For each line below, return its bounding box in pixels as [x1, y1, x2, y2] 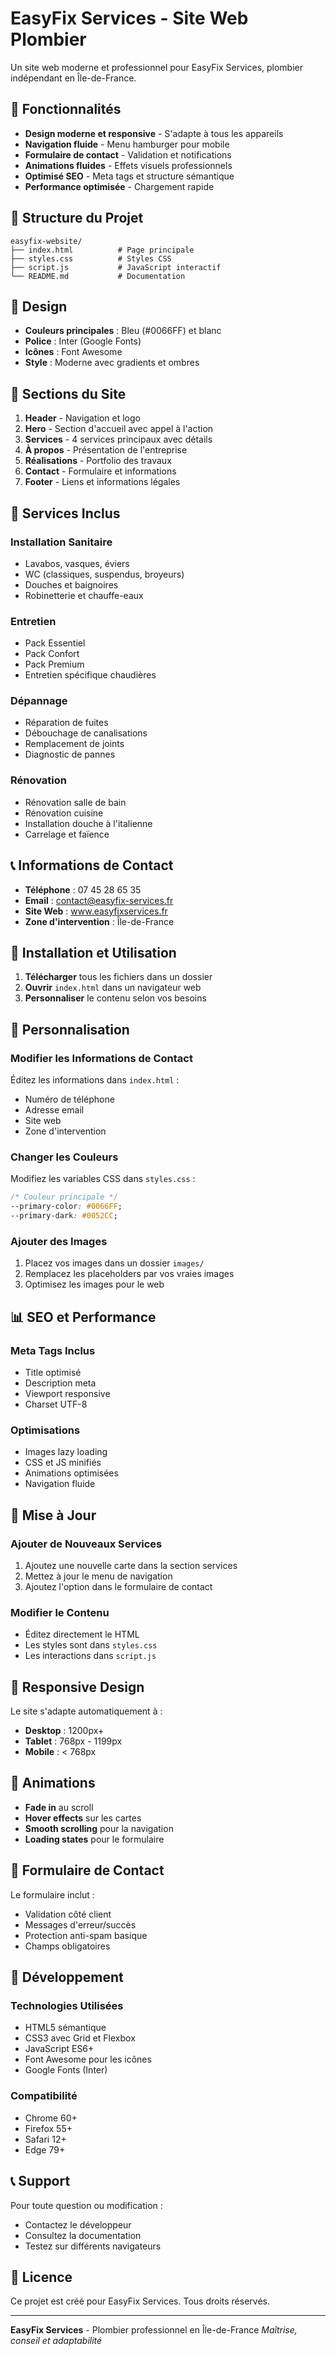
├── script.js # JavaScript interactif [10, 262, 222, 272]
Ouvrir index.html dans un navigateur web [24, 982, 202, 994]
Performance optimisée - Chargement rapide [24, 180, 215, 192]
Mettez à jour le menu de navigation [24, 1570, 173, 1582]
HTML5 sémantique [24, 2022, 107, 2034]
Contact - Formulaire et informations [24, 465, 177, 477]
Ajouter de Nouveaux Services [10, 1537, 163, 1551]
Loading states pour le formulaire [24, 1833, 165, 1845]
